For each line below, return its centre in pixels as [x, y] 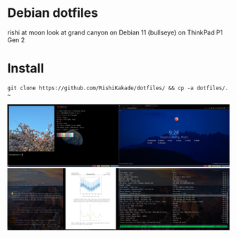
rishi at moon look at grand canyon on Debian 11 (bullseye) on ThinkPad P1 [115, 32]
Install [26, 69]
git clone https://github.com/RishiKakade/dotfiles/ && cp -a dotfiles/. [118, 88]
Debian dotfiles [53, 13]
